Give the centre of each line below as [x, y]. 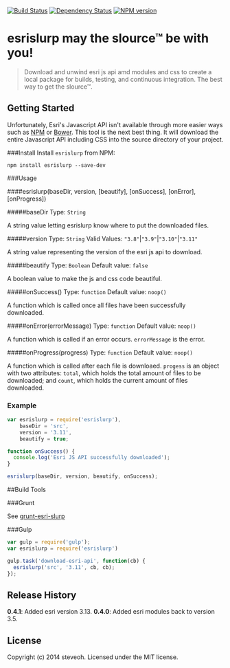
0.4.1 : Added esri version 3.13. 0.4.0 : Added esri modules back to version [111, 612]
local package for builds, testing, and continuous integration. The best [123, 79]
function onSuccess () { [41, 451]
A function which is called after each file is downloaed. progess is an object [113, 366]
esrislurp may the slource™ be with [108, 38]
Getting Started [41, 108]
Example [22, 405]
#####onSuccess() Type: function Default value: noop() [87, 291]
